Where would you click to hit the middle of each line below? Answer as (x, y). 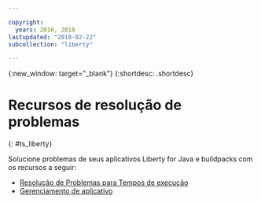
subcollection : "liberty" (50, 44)
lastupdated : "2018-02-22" (52, 37)
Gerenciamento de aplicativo (66, 191)
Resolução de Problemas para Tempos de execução (104, 183)
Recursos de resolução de (95, 105)
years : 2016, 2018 (46, 30)
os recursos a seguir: (42, 168)
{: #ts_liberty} (30, 144)
